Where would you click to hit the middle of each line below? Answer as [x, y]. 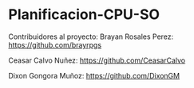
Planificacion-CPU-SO [84, 15]
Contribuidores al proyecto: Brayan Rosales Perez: [91, 36]
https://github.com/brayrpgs [55, 44]
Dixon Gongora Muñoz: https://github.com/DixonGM [94, 75]
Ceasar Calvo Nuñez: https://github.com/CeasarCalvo [97, 60]
